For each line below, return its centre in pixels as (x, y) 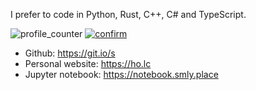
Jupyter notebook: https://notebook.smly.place (121, 74)
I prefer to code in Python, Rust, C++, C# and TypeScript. (128, 14)
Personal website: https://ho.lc (88, 63)
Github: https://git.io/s (70, 53)
